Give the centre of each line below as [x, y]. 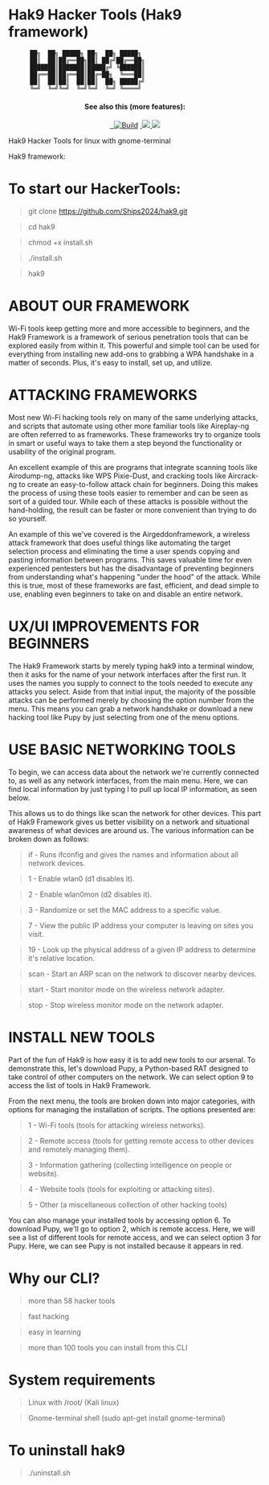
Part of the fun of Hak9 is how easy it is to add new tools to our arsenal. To [132, 1059]
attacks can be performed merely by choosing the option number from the [131, 700]
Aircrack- [243, 476]
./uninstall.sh [49, 1473]
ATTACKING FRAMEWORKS [103, 395]
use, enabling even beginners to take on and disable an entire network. [126, 594]
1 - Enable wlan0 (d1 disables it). [81, 878]
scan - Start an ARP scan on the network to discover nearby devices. [142, 974]
